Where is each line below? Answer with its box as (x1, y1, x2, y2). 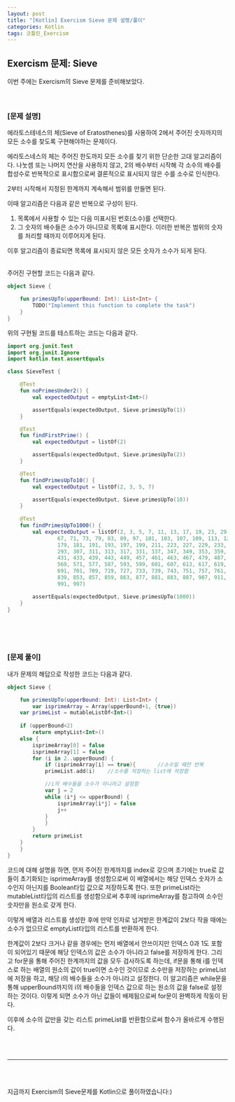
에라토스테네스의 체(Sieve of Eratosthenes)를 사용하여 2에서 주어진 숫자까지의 (7, 129, 222, 137)
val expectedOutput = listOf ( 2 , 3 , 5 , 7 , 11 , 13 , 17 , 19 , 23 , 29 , (32, 528, 230, 535)
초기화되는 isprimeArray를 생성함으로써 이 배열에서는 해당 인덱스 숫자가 (20, 874, 216, 882)
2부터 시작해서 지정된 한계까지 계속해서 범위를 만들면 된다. (7, 185, 166, 193)
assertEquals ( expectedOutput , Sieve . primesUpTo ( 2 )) (32, 451, 187, 458)
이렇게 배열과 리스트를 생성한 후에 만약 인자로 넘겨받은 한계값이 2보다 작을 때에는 (7, 915, 227, 924)
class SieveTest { (7, 368, 61, 375)
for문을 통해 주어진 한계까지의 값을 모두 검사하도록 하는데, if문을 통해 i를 (14, 956, 211, 965)
